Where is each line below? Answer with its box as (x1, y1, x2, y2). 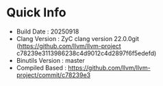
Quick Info (6, 5, 66, 20)
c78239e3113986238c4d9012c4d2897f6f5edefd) (16, 49, 157, 57)
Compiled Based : (16, 63, 66, 72)
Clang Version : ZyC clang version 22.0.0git (16, 34, 140, 42)
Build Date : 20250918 (16, 27, 79, 35)
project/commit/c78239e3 (16, 70, 90, 79)
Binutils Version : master (16, 56, 85, 64)
